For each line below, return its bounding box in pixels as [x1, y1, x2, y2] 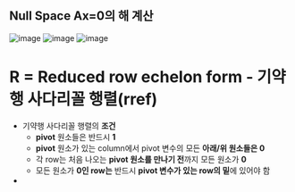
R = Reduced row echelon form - [9, 67, 254, 87]
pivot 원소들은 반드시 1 [35, 131, 116, 142]
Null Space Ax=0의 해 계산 [9, 8, 154, 24]
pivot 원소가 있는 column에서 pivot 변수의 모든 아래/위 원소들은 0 [35, 142, 265, 154]
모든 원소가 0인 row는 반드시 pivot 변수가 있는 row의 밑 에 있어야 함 [35, 164, 271, 176]
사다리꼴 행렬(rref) [27, 89, 158, 109]
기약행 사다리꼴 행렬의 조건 [21, 120, 116, 131]
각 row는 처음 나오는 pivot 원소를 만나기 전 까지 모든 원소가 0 [35, 154, 248, 164]
